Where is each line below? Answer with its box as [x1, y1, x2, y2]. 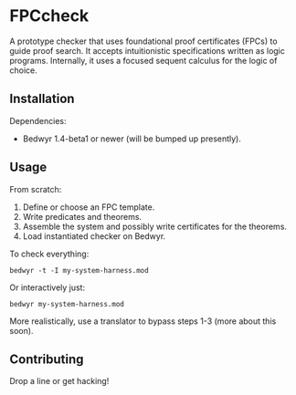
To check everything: [9, 248, 90, 259]
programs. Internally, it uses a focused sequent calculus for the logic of [9, 55, 278, 66]
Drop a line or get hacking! [9, 376, 110, 387]
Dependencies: [9, 115, 67, 126]
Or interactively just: [9, 282, 85, 293]
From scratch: [9, 183, 62, 194]
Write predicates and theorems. [22, 211, 143, 222]
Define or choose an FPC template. [22, 202, 155, 213]
